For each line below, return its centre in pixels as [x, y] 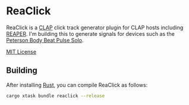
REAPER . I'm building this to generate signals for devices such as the [91, 33]
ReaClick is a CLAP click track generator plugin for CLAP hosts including [95, 27]
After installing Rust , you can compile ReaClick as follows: [77, 85]
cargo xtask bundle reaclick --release [56, 96]
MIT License [21, 51]
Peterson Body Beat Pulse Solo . [45, 40]
